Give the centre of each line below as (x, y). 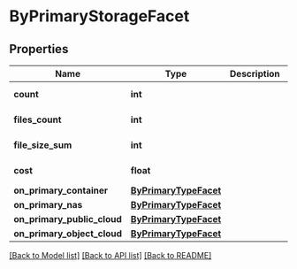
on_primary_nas (48, 205)
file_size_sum (43, 145)
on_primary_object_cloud (68, 234)
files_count (38, 119)
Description (255, 74)
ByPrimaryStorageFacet (99, 16)
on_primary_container (61, 190)
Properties (39, 49)
